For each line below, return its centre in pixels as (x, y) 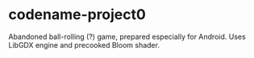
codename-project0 (77, 15)
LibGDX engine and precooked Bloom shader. (84, 44)
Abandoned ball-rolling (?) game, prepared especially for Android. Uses (127, 37)
